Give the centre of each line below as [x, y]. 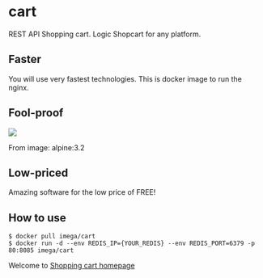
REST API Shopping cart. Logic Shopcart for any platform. [105, 34]
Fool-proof [36, 113]
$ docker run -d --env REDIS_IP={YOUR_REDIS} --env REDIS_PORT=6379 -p [131, 244]
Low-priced [38, 173]
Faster [25, 59]
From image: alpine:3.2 [47, 147]
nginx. [19, 87]
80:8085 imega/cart [41, 251]
